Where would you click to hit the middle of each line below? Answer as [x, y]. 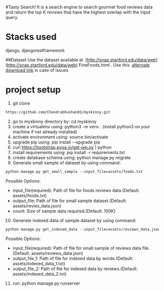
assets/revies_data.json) [37, 205]
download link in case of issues [37, 70]
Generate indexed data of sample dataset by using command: [74, 220]
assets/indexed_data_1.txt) [39, 263]
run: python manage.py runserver [46, 283]
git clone [21, 103]
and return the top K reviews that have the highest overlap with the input [78, 12]
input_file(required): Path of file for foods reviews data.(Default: [76, 190]
